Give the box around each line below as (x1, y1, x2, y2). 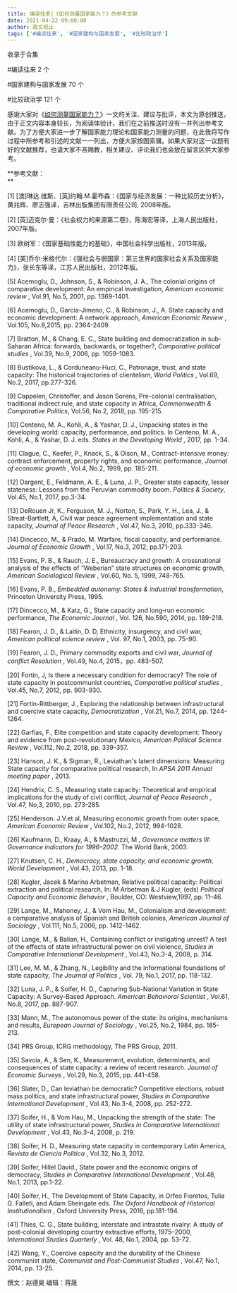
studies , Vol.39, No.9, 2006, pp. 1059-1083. (7, 350, 135, 358)
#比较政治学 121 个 (7, 95, 61, 104)
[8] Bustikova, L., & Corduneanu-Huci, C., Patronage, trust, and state (7, 363, 207, 372)
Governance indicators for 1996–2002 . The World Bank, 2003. (7, 843, 189, 851)
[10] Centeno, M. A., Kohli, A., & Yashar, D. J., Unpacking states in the (7, 420, 208, 429)
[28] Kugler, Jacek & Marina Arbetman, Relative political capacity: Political (7, 878, 222, 886)
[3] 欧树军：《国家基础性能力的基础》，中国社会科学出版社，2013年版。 (7, 239, 211, 248)
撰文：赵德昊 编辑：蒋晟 (7, 1278, 78, 1287)
